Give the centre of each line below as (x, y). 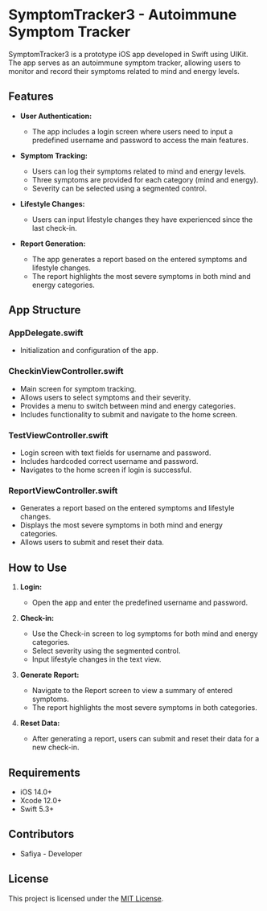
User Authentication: (56, 116)
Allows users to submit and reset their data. (92, 542)
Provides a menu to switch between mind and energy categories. (127, 406)
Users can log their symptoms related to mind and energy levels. (139, 171)
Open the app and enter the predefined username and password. (140, 603)
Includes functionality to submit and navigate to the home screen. (129, 414)
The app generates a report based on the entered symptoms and (140, 259)
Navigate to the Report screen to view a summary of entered (132, 691)
